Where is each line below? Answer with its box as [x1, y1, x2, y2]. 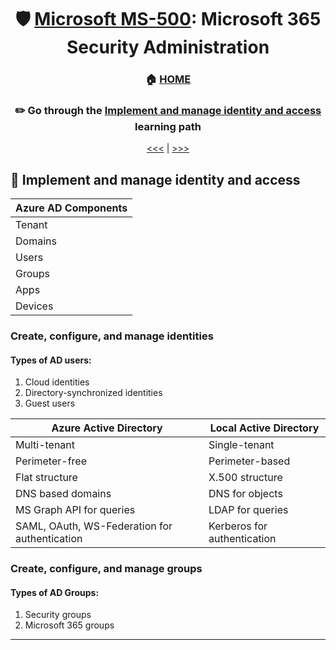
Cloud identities [24, 376, 90, 388]
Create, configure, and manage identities [10, 329, 214, 343]
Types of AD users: [10, 354, 92, 366]
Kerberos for [208, 519, 268, 533]
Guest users [24, 397, 76, 410]
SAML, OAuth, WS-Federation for [15, 519, 173, 533]
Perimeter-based [208, 454, 291, 468]
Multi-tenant [15, 438, 76, 452]
